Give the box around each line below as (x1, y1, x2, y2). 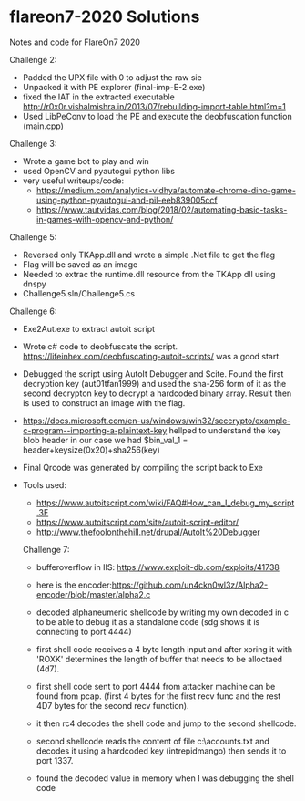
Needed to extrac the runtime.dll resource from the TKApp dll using (22, 268, 276, 279)
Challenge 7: (22, 544, 70, 555)
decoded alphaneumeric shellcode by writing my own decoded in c (36, 607, 290, 618)
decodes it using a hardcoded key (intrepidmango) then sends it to (36, 745, 287, 756)
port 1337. (36, 754, 74, 765)
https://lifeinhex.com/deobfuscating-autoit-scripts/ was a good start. (22, 350, 282, 361)
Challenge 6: (9, 306, 57, 317)
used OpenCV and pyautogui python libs (22, 165, 176, 176)
